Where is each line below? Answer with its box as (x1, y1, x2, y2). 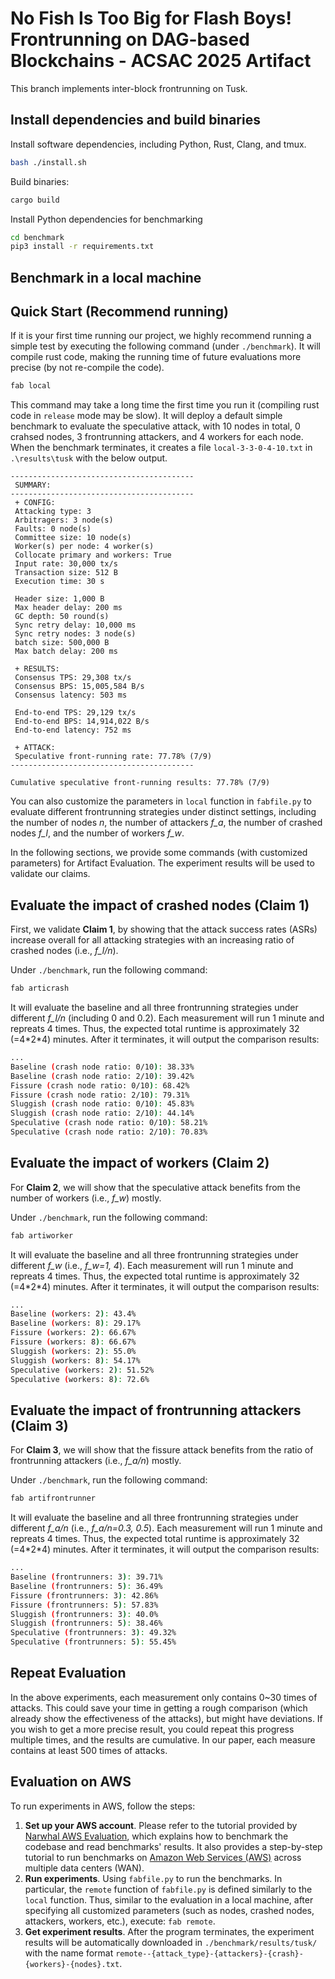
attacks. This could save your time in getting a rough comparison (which (10, 1702, 308, 1714)
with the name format (24, 1947, 114, 1959)
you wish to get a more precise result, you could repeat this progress (10, 1723, 295, 1735)
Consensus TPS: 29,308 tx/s (14, 673, 132, 683)
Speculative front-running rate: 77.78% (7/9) (14, 752, 213, 762)
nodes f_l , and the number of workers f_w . (10, 827, 185, 839)
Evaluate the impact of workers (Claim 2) (10, 1155, 270, 1172)
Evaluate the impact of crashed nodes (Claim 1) (10, 897, 310, 914)
